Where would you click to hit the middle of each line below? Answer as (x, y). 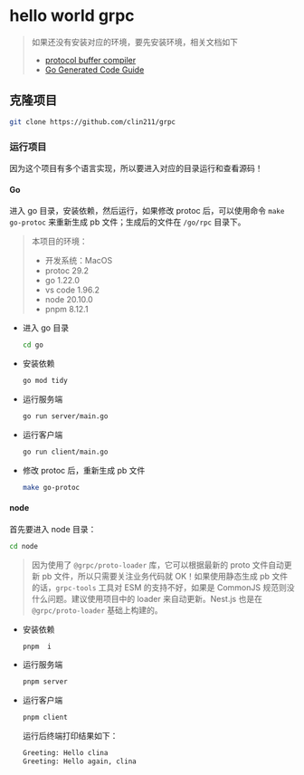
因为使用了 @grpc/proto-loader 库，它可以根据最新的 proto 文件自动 (158, 565)
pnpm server (45, 682)
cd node (24, 546)
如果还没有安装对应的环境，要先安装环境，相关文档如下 (134, 42)
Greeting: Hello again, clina (80, 761)
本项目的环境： (59, 242)
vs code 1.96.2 (72, 290)
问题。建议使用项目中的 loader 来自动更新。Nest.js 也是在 (155, 598)
